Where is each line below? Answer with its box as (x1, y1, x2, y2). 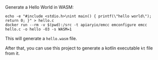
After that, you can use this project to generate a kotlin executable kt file (5, 45, 153, 51)
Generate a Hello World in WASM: (5, 4, 74, 10)
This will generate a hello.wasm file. (5, 36, 77, 41)
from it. (5, 51, 20, 56)
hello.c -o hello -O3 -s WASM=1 (5, 27, 72, 32)
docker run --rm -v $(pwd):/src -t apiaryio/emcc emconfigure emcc (5, 22, 148, 27)
